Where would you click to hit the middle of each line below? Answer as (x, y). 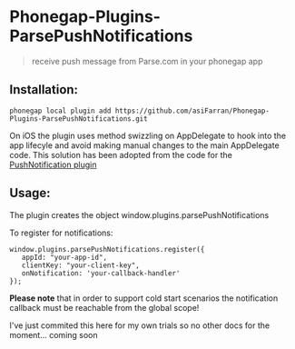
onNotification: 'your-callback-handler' (101, 273)
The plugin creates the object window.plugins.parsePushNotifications (139, 214)
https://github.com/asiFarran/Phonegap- (192, 111)
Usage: (30, 193)
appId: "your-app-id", (64, 257)
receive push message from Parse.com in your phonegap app (147, 61)
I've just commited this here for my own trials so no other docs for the (140, 325)
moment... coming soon (54, 334)
